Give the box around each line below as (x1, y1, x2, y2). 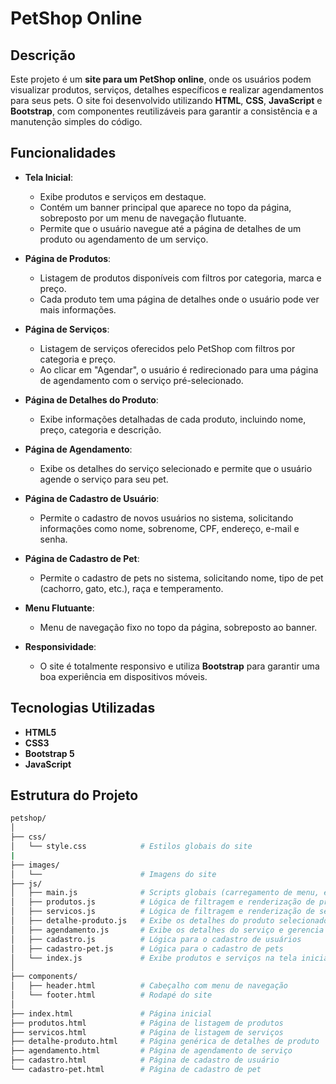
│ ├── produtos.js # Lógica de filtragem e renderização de (10, 897, 315, 907)
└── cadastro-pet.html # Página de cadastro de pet (10, 1065, 262, 1075)
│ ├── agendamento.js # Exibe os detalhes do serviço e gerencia (10, 925, 325, 935)
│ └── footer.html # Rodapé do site (10, 990, 213, 1001)
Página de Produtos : (24, 252, 112, 264)
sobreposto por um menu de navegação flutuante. (39, 212, 247, 224)
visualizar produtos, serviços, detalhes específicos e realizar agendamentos (10, 84, 324, 96)
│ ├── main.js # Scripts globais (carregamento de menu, (10, 888, 320, 898)
